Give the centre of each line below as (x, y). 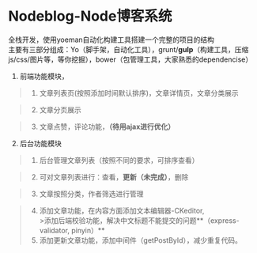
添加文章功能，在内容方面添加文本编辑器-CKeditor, (122, 210)
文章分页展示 (60, 110)
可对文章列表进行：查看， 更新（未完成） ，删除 (114, 177)
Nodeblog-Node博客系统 (90, 16)
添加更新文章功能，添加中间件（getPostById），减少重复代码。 (141, 240)
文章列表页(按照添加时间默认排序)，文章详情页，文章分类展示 (139, 93)
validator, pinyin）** (72, 230)
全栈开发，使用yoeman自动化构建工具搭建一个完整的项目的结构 (111, 40)
